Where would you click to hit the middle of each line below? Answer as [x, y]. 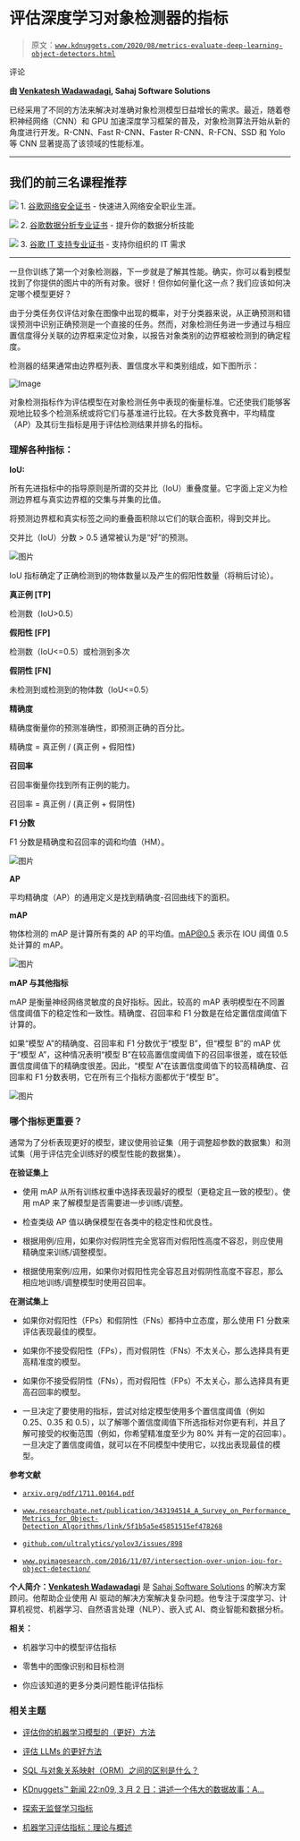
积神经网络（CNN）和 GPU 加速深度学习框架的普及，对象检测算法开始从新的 [150, 121]
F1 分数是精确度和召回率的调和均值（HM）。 [89, 842]
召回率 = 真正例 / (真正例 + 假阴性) [72, 804]
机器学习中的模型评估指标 [69, 1648]
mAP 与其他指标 [39, 983]
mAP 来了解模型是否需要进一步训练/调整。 [110, 1203]
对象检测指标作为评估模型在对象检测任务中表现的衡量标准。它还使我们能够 [146, 402]
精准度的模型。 [58, 1362]
